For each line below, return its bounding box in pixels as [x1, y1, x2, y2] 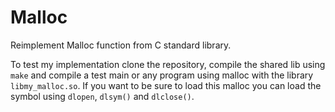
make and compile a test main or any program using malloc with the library [10, 69, 314, 81]
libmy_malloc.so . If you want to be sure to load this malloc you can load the [10, 79, 322, 91]
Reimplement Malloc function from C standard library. [10, 39, 232, 51]
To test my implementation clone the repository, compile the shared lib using [10, 58, 326, 70]
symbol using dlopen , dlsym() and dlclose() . [10, 90, 195, 102]
